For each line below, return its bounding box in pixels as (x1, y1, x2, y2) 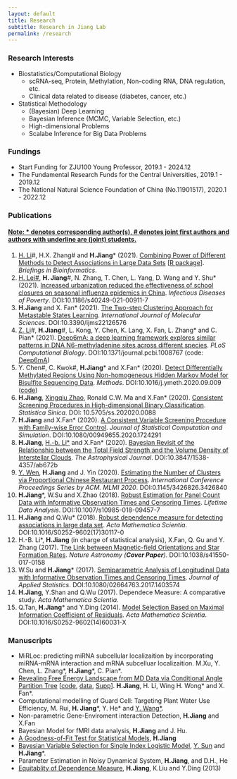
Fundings (8, 147, 41, 157)
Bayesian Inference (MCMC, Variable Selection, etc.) (28, 114, 181, 123)
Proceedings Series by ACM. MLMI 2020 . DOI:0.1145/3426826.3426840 (18, 483, 228, 491)
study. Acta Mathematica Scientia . (18, 595, 119, 603)
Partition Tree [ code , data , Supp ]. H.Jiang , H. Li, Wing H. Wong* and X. (18, 682, 225, 690)
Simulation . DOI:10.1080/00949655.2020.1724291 (18, 431, 162, 439)
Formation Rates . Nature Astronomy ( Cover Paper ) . (18, 551, 168, 559)
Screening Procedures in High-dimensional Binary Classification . (18, 400, 206, 409)
